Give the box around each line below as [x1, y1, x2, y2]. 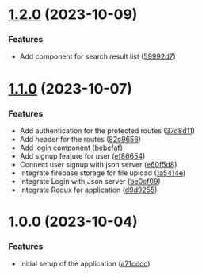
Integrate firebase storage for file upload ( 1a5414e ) [19, 168, 186, 178]
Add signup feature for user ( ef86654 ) [19, 151, 146, 160]
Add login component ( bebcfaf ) [19, 143, 123, 152]
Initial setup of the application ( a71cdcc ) [19, 259, 151, 269]
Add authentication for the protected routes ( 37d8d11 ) [19, 125, 196, 136]
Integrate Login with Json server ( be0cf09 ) [19, 176, 161, 186]
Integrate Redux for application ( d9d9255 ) [19, 185, 158, 194]
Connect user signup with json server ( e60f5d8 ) [19, 159, 177, 169]
